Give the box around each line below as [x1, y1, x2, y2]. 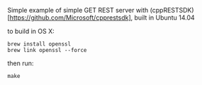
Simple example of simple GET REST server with [7, 6, 149, 14]
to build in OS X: [7, 27, 55, 35]
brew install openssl [7, 41, 72, 48]
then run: [7, 59, 34, 67]
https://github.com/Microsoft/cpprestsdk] [9, 13, 131, 22]
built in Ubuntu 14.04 [134, 13, 195, 22]
